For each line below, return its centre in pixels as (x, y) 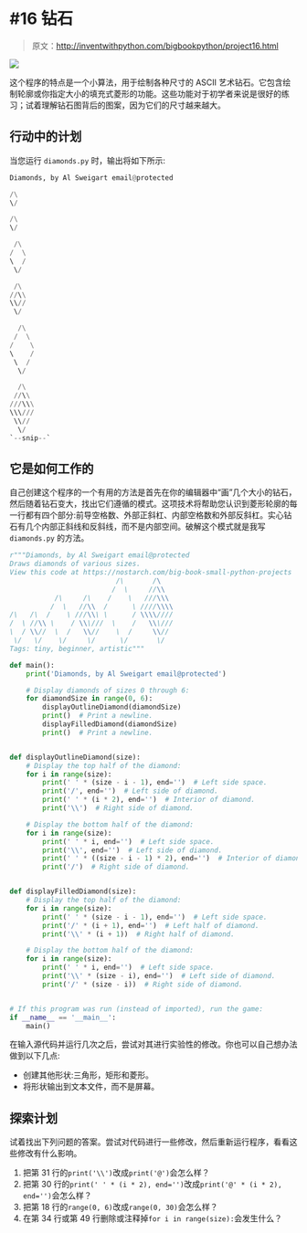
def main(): (32, 665)
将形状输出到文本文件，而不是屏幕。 (91, 1087)
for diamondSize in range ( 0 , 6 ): (90, 699)
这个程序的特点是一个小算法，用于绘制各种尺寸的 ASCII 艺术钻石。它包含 (146, 82)
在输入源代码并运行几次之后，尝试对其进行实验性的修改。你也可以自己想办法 (153, 1044)
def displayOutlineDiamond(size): (75, 757)
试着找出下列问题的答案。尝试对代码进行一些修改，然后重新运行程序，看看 (149, 1142)
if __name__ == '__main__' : (63, 1017)
